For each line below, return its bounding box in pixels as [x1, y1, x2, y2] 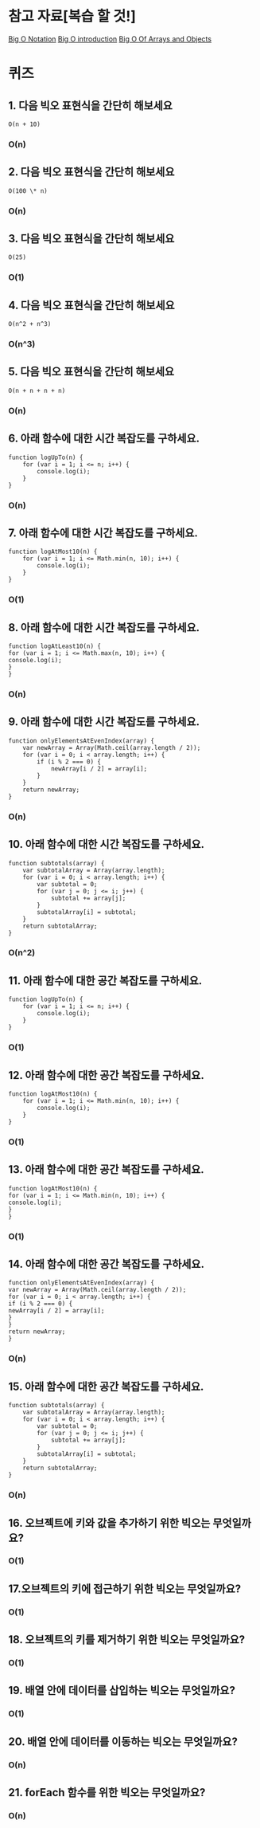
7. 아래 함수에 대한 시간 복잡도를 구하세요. [8, 526, 199, 539]
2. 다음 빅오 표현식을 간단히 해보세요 [8, 165, 175, 179]
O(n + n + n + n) [8, 386, 66, 394]
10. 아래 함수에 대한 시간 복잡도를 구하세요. [8, 838, 205, 851]
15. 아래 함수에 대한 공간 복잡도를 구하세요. [8, 1379, 204, 1393]
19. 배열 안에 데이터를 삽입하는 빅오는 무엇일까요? [8, 1684, 236, 1697]
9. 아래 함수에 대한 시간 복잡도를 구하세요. [8, 715, 200, 729]
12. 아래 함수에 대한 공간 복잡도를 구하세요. [8, 1069, 204, 1082]
